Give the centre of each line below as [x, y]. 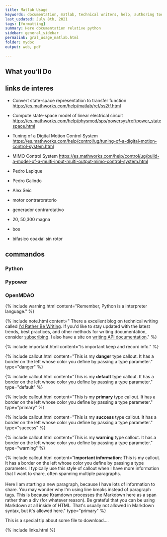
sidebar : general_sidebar [32, 33]
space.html [24, 126]
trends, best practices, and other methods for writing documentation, [76, 332]
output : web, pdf [23, 47]
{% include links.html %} [30, 530]
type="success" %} [26, 428]
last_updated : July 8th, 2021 [37, 19]
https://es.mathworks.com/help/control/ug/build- [109, 156]
